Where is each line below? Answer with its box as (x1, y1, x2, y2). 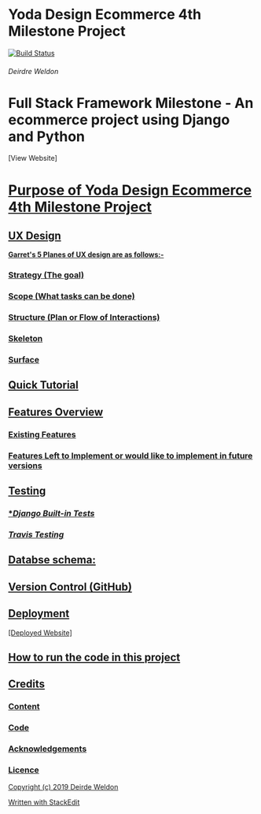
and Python (8, 128, 85, 145)
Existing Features (8, 429, 76, 440)
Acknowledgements (8, 743, 87, 754)
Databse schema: (8, 553, 96, 567)
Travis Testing (8, 529, 64, 540)
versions (8, 459, 42, 470)
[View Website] (8, 154, 57, 163)
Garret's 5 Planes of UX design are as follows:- (8, 250, 164, 259)
